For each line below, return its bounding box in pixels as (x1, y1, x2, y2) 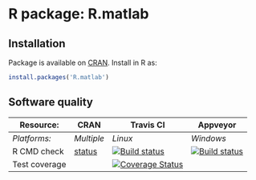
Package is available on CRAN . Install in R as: (8, 58, 158, 67)
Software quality (8, 95, 94, 109)
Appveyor (197, 119, 237, 130)
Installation (8, 37, 66, 50)
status (73, 146, 98, 157)
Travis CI (130, 119, 165, 130)
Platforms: (12, 133, 51, 144)
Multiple (73, 133, 105, 144)
